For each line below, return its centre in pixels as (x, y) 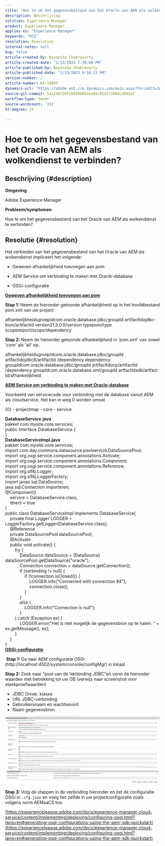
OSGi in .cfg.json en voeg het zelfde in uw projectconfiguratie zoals (74, 797)
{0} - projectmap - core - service (39, 409)
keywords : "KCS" (22, 37)
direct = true (22, 503)
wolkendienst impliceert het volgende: (44, 257)
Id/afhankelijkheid (23, 375)
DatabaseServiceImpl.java (33, 440)
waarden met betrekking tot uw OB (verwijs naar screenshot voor (71, 679)
